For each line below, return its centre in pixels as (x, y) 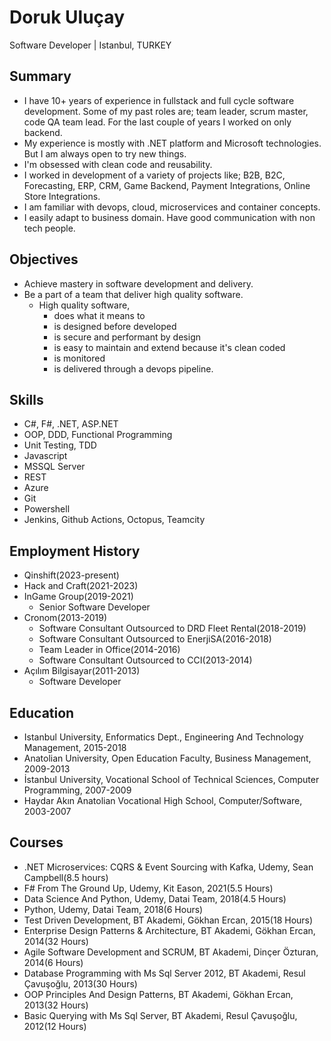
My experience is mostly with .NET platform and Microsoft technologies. (172, 143)
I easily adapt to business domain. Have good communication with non (169, 217)
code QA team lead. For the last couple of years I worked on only (157, 122)
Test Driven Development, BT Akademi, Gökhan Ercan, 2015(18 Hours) (168, 920)
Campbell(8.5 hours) (66, 877)
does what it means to (99, 315)
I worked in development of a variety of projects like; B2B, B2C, (154, 175)
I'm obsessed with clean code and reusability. (118, 164)
